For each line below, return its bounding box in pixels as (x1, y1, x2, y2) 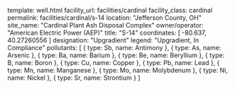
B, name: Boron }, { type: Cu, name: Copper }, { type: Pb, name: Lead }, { (7, 59, 220, 66)
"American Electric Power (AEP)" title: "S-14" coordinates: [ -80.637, (7, 28, 207, 37)
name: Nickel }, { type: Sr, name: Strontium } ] (7, 73, 141, 82)
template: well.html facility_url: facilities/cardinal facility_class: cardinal (7, 6, 213, 14)
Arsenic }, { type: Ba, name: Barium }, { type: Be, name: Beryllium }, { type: (7, 51, 225, 59)
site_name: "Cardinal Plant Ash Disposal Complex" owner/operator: (7, 21, 204, 29)
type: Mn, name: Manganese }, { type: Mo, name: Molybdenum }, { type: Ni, (7, 66, 229, 74)
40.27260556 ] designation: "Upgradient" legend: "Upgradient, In (7, 36, 200, 44)
